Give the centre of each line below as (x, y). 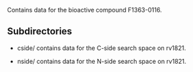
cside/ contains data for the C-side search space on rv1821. (102, 48)
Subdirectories (39, 31)
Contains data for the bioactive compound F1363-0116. (85, 10)
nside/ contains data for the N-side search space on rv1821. (102, 61)
